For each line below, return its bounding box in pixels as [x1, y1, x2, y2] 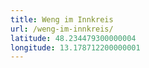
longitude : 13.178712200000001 [10, 42, 141, 53]
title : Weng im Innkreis [10, 14, 114, 25]
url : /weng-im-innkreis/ [10, 24, 114, 34]
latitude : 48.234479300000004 [10, 33, 137, 43]
